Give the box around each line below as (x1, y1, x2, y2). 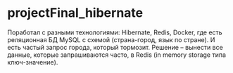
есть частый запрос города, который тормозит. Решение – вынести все (7, 43, 223, 51)
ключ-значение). (7, 58, 58, 66)
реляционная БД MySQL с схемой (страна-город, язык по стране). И (7, 35, 215, 44)
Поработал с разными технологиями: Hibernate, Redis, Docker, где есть (7, 28, 223, 36)
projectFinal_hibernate (7, 5, 143, 21)
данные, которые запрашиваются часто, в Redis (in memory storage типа (7, 51, 227, 59)
